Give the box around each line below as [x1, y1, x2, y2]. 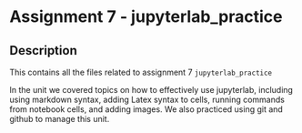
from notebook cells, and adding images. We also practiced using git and [9, 104, 284, 115]
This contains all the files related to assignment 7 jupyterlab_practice [9, 66, 273, 77]
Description [9, 43, 77, 58]
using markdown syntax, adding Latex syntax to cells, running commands [9, 94, 285, 105]
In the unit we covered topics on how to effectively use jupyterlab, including [9, 85, 294, 95]
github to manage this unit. [9, 114, 110, 124]
